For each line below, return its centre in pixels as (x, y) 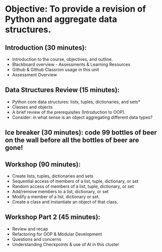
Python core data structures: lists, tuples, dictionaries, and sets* (76, 102)
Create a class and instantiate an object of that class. (65, 202)
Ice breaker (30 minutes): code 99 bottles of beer (81, 133)
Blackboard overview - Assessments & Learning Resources (71, 64)
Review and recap (30, 229)
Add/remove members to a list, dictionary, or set (60, 192)
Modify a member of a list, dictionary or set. (56, 197)
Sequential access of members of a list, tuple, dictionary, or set (75, 181)
